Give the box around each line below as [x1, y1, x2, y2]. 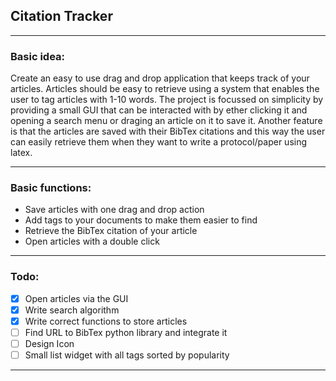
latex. [10, 147, 33, 159]
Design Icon [24, 337, 75, 349]
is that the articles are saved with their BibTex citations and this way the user [10, 125, 326, 138]
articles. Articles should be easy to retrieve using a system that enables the [10, 83, 320, 95]
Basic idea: [10, 49, 66, 63]
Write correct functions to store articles [24, 315, 188, 327]
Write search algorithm [24, 304, 120, 316]
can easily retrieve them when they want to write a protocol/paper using [10, 136, 308, 148]
